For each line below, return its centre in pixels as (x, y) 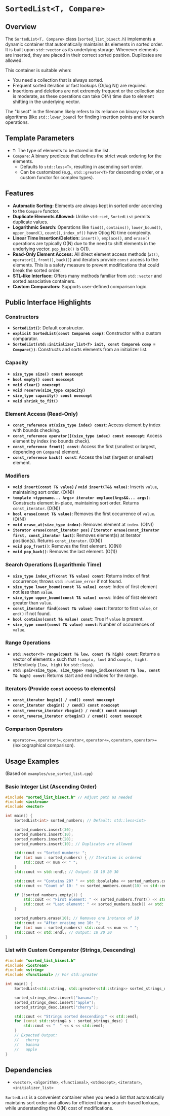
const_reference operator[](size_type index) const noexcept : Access (87, 435)
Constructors (22, 317)
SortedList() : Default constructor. (48, 328)
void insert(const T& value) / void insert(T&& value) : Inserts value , (85, 487)
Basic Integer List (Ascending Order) (51, 787)
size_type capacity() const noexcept (52, 396)
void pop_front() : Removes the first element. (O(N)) (67, 546)
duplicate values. (30, 222)
